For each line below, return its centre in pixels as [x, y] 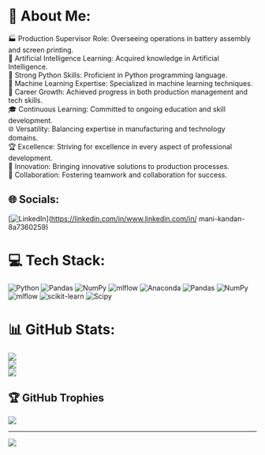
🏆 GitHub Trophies [56, 398]
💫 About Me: [50, 16]
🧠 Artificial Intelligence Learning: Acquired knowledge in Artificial [114, 58]
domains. [23, 137]
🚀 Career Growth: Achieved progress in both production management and [128, 92]
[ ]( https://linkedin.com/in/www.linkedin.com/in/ [103, 218]
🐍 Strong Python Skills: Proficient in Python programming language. [118, 75]
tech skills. [26, 100]
